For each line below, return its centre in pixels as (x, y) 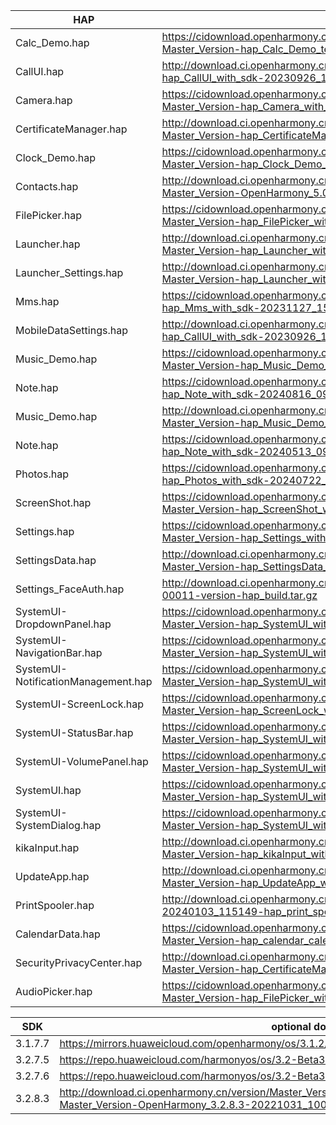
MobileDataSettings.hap (71, 330)
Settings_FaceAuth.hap (70, 589)
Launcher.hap (48, 244)
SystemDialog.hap (58, 825)
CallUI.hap (40, 71)
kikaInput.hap (47, 847)
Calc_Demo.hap (52, 42)
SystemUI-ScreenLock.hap (80, 704)
